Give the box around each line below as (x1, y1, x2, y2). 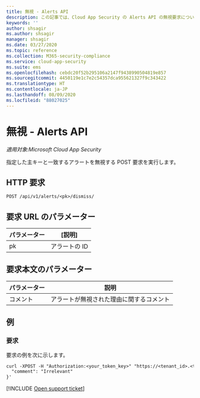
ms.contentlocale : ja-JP (6, 86, 68, 92)
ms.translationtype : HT (6, 81, 65, 87)
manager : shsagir (6, 36, 49, 42)
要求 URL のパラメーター (6, 212, 96, 222)
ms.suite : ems (6, 64, 42, 70)
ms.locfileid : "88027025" (6, 97, 70, 103)
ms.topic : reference (6, 48, 58, 54)
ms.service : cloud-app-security (6, 58, 86, 64)
